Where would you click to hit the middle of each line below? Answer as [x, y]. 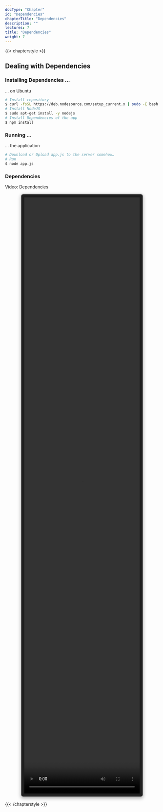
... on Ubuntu [18, 90]
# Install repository [27, 100]
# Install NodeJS [23, 109]
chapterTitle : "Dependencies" [36, 19]
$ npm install [20, 122]
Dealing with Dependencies [48, 66]
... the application [22, 146]
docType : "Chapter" [25, 10]
